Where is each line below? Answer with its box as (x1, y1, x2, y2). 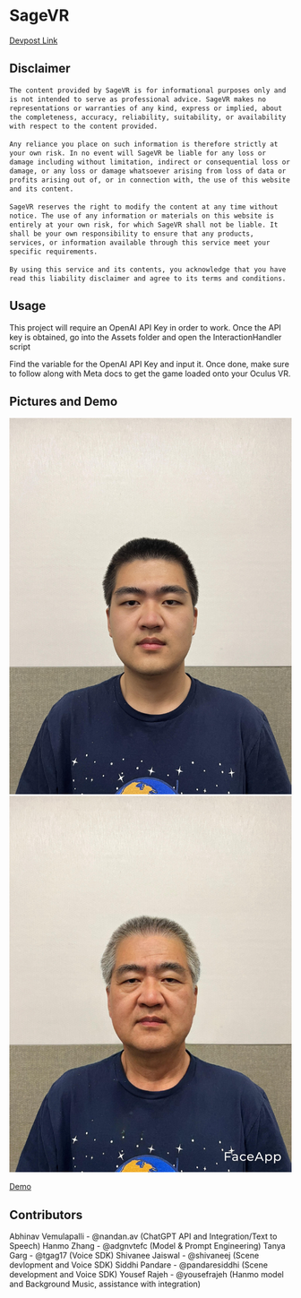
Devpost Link (9, 35, 58, 46)
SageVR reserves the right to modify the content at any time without (9, 202, 279, 211)
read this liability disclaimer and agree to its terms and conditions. (9, 274, 287, 283)
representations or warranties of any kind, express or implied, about (9, 104, 282, 113)
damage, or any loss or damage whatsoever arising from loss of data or (9, 167, 287, 176)
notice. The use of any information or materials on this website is (9, 211, 275, 220)
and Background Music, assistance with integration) (9, 1278, 202, 1290)
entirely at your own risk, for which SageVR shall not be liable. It (9, 220, 279, 229)
